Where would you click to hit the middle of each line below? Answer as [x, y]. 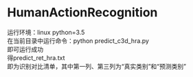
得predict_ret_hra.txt [36, 58]
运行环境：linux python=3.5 [46, 32]
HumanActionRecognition [82, 13]
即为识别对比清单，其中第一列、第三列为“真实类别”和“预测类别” [97, 66]
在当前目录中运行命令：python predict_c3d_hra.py [78, 41]
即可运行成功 [25, 49]
